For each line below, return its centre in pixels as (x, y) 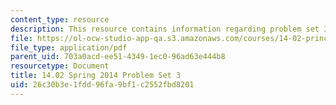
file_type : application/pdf (69, 47)
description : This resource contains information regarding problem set (165, 29)
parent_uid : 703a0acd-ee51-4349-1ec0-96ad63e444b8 (118, 57)
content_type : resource (60, 19)
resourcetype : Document (60, 66)
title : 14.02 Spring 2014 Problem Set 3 (96, 76)
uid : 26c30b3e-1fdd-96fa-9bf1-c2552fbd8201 (102, 85)
